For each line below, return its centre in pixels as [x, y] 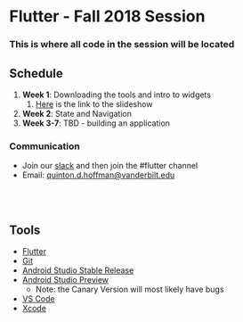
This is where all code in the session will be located [122, 45]
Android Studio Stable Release [78, 270]
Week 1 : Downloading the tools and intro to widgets [117, 95]
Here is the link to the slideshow [94, 103]
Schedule [36, 73]
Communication [45, 146]
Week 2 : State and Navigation [77, 113]
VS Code [38, 299]
